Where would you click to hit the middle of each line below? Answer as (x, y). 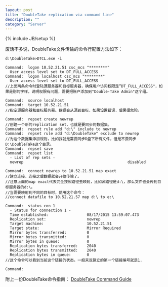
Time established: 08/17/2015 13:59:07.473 (74, 215)
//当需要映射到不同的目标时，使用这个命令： (45, 193)
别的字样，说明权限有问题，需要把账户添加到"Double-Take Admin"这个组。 (81, 92)
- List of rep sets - (33, 158)
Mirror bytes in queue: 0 (50, 242)
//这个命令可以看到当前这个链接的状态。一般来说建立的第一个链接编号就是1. (74, 260)
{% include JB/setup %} (30, 39)
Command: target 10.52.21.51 (37, 105)
